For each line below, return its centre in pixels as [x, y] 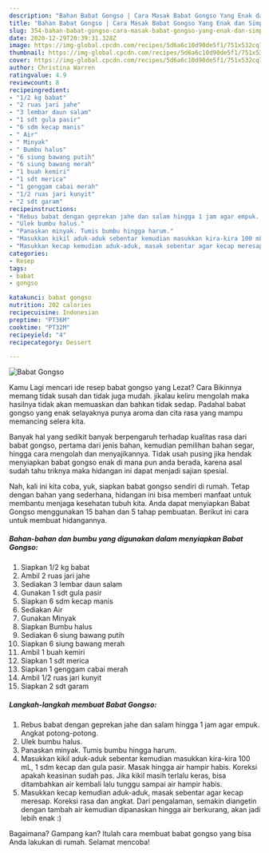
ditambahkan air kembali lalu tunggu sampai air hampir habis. [121, 784]
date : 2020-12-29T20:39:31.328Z [63, 38]
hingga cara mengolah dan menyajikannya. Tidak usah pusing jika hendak [131, 454]
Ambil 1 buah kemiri [53, 652]
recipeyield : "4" [38, 335]
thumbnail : [27, 53]
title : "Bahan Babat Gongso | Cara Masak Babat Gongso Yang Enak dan [127, 23]
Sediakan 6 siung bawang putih [72, 636]
